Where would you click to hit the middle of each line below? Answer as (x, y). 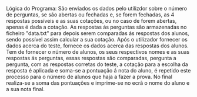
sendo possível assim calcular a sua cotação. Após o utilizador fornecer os (97, 39)
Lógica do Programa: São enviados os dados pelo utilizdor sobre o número (97, 8)
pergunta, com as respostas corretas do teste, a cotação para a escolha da (97, 64)
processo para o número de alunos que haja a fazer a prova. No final (89, 77)
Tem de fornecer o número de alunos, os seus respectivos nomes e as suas (98, 52)
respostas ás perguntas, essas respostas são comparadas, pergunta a (91, 58)
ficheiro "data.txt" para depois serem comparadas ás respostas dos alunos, (98, 33)
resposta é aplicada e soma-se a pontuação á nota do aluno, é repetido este (98, 70)
